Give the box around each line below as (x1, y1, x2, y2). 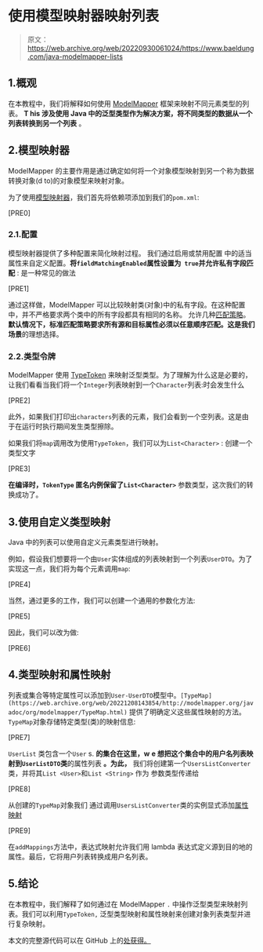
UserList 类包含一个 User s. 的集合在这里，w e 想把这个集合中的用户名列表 (8, 749, 247, 758)
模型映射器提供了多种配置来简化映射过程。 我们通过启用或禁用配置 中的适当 (8, 248, 252, 257)
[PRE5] (8, 611, 31, 621)
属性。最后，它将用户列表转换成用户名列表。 (8, 852, 153, 861)
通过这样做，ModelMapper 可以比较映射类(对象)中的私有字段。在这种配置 (8, 300, 246, 309)
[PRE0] (8, 208, 31, 217)
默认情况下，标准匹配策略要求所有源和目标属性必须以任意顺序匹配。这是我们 (8, 319, 255, 329)
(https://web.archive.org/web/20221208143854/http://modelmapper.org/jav (8, 699, 254, 707)
